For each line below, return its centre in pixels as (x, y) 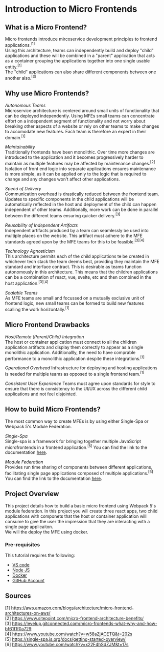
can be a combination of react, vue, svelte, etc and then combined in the (78, 277)
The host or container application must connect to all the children (71, 342)
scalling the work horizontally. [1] (37, 309)
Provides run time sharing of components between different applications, (79, 467)
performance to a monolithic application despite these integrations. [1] (75, 358)
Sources (18, 596)
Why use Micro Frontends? (47, 94)
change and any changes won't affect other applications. (62, 179)
